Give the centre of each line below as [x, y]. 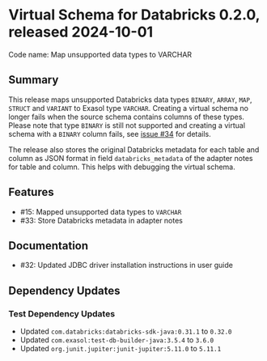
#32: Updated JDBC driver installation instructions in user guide [126, 265]
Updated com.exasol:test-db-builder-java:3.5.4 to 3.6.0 [117, 340]
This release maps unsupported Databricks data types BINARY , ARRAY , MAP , [130, 100]
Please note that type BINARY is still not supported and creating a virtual [127, 125]
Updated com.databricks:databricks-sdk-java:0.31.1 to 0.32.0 [126, 331]
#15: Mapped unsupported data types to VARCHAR [101, 211]
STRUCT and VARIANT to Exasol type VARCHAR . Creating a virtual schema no [129, 108]
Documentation [49, 246]
